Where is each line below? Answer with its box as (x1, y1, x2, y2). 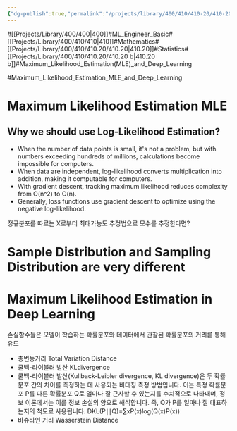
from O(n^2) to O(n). (17, 189, 77, 198)
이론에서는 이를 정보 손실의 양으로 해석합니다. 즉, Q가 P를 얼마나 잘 (25, 398, 209, 406)
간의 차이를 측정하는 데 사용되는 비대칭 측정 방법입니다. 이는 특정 (30, 380, 208, 389)
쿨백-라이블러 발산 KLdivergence (17, 363, 111, 371)
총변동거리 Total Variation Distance (17, 354, 118, 363)
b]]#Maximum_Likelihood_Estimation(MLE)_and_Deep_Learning (7, 59, 193, 68)
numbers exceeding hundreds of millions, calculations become (17, 152, 200, 161)
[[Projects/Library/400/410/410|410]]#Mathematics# (7, 37, 159, 46)
